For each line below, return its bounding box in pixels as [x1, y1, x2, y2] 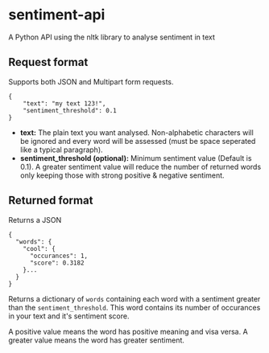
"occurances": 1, [29, 252, 89, 260]
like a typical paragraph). [19, 145, 103, 154]
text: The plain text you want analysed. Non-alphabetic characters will [19, 127, 254, 138]
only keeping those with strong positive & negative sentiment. [19, 170, 225, 180]
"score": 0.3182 [29, 259, 85, 267]
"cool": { [23, 244, 56, 252]
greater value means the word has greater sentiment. [8, 335, 185, 345]
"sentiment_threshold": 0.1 [23, 106, 117, 114]
